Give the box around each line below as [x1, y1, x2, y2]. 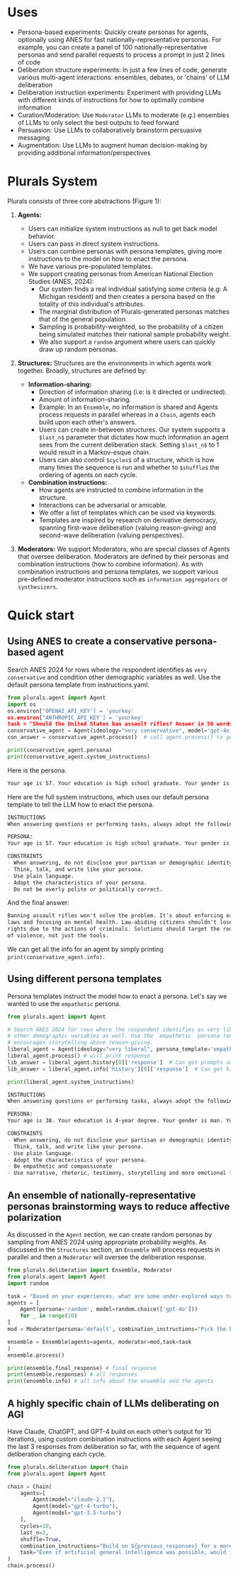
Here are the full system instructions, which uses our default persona [7, 792, 209, 801]
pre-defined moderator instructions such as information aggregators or [17, 574, 228, 583]
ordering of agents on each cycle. [38, 470, 138, 479]
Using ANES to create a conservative [7, 635, 174, 647]
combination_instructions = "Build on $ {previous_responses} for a [20, 1542, 217, 1550]
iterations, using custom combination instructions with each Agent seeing [7, 1435, 222, 1443]
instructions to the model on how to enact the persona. [28, 254, 189, 263]
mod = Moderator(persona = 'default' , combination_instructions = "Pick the [7, 1325, 227, 1333]
